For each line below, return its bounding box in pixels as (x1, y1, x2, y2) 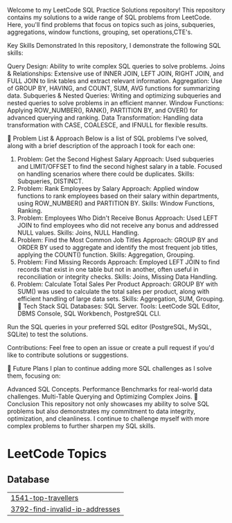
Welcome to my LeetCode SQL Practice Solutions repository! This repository (7, 6, 226, 14)
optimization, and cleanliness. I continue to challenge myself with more (7, 414, 210, 423)
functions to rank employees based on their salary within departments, (17, 192, 220, 200)
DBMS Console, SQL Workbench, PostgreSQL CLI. (17, 309, 161, 318)
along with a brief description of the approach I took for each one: (7, 142, 195, 149)
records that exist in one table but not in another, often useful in (17, 266, 199, 273)
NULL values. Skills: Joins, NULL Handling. (17, 228, 140, 237)
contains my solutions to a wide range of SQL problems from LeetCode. (7, 13, 212, 21)
